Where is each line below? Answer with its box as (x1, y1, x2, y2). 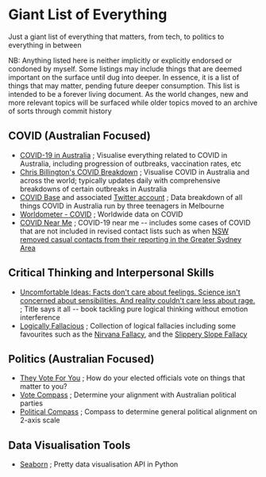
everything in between (8, 40, 82, 49)
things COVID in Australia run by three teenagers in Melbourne (19, 201, 225, 210)
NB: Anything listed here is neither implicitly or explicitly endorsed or (8, 56, 233, 65)
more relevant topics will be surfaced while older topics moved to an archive (8, 98, 258, 107)
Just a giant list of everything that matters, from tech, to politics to (8, 32, 225, 41)
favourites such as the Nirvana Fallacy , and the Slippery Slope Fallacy (19, 329, 248, 339)
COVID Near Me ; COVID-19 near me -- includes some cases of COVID (19, 217, 252, 227)
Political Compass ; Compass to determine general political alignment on (19, 407, 258, 417)
